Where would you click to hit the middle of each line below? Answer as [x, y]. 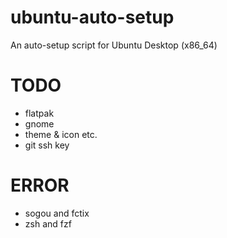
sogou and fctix [57, 213]
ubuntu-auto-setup [92, 17]
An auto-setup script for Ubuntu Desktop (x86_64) [114, 45]
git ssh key [47, 145]
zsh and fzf [48, 223]
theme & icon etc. [61, 134]
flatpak [39, 113]
